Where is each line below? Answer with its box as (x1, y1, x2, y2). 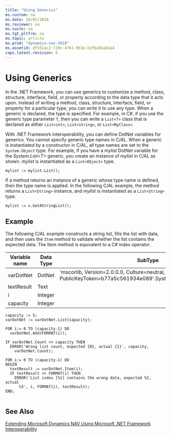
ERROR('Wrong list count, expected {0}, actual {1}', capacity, (10, 344, 149, 349)
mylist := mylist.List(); (5, 168, 60, 173)
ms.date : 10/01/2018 (5, 17, 49, 22)
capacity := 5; (5, 313, 38, 318)
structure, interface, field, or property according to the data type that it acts (5, 94, 164, 100)
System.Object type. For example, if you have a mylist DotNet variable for (5, 147, 158, 153)
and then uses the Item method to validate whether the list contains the (5, 236, 154, 242)
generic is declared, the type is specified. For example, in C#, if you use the (5, 111, 164, 117)
